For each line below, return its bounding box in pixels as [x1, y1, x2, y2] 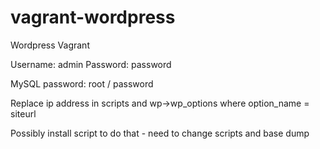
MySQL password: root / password [10, 77, 154, 90]
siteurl [10, 107, 37, 120]
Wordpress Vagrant [10, 39, 90, 51]
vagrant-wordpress [10, 6, 176, 29]
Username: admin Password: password [10, 58, 172, 70]
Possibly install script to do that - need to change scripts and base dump [10, 127, 310, 139]
